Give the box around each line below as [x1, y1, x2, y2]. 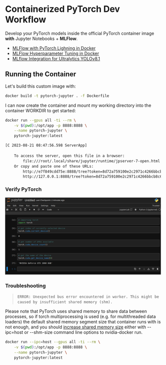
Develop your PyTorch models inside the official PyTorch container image [5, 30, 155, 36]
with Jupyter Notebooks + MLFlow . [5, 36, 78, 42]
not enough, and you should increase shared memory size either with [5, 324, 147, 330]
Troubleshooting [5, 282, 46, 289]
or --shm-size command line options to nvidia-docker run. [24, 329, 143, 335]
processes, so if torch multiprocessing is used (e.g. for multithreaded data [5, 313, 156, 319]
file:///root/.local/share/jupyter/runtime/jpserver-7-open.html [23, 158, 161, 164]
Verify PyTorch [5, 186, 42, 193]
